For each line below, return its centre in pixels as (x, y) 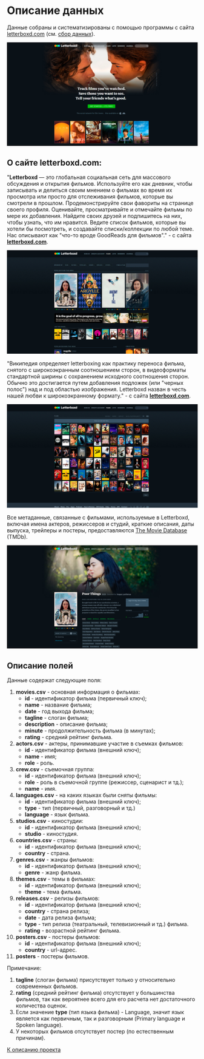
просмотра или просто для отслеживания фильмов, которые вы (90, 197)
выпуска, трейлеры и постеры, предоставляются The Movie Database (97, 530)
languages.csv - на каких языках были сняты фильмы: (86, 795)
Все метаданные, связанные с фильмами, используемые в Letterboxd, (98, 517)
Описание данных (55, 11)
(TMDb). (17, 536)
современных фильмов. (47, 986)
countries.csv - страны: (47, 841)
